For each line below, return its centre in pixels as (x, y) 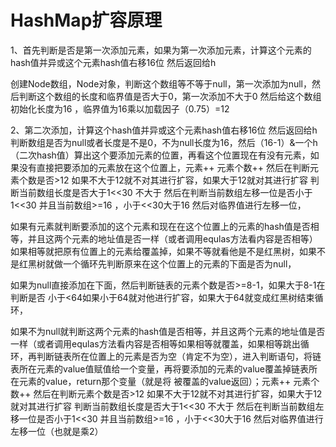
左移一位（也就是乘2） (57, 431)
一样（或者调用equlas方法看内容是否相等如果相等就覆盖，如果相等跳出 (155, 343)
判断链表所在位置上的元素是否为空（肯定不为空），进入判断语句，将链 (179, 356)
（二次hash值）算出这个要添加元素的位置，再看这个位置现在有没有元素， (160, 155)
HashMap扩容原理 (86, 20)
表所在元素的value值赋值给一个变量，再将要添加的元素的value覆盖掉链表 (159, 368)
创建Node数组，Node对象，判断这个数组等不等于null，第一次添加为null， (161, 83)
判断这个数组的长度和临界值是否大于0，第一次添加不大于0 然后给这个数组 (170, 96)
